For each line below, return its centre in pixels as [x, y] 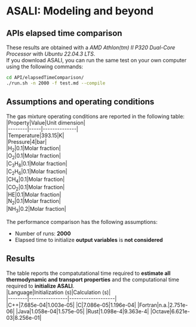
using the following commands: [45, 66]
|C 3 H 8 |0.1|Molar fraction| [37, 164]
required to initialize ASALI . [40, 286]
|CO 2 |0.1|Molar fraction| [36, 188]
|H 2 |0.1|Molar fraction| [33, 149]
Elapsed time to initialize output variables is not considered [89, 240]
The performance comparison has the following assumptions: [82, 222]
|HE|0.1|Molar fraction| [34, 195]
